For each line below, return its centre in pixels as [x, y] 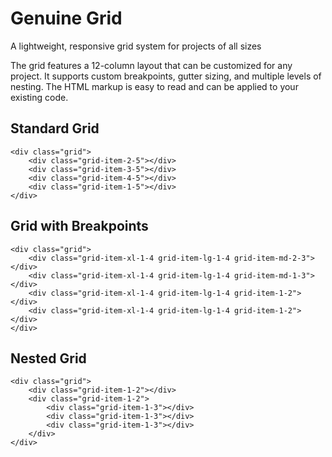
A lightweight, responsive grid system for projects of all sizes [136, 46]
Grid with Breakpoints [79, 226]
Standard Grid [55, 128]
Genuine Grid [66, 18]
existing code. [39, 97]
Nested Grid [48, 358]
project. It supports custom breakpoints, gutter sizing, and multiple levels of [166, 76]
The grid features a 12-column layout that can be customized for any [151, 65]
